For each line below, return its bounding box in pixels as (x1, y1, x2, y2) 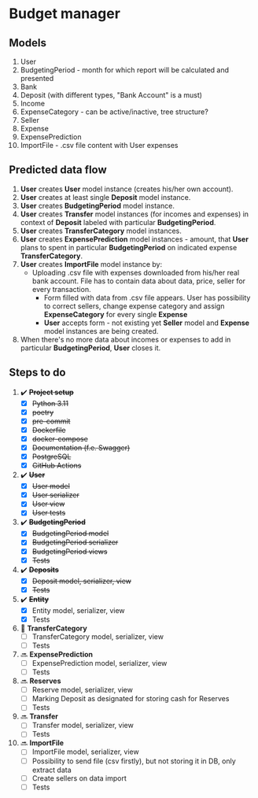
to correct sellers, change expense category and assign (43, 301, 225, 311)
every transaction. (31, 284, 91, 294)
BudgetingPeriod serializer (31, 538, 119, 547)
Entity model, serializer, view (31, 605, 125, 615)
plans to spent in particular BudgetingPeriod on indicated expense (20, 242, 238, 252)
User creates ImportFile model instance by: (20, 259, 163, 268)
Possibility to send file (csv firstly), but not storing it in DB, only (31, 756, 237, 766)
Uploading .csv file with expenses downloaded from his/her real (31, 268, 240, 277)
